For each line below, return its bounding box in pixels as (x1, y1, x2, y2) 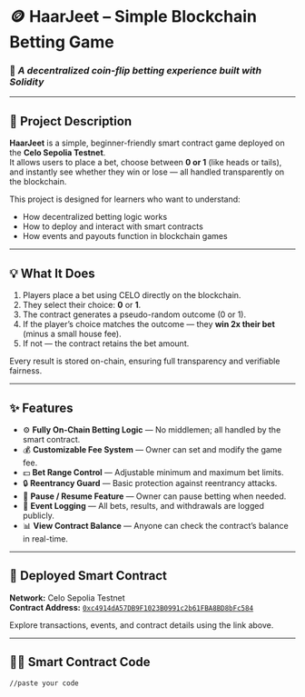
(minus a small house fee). (22, 328, 122, 340)
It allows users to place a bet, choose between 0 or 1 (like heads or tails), (9, 157, 282, 168)
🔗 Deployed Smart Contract (9, 568, 168, 583)
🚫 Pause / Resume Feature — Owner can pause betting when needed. (22, 491, 287, 502)
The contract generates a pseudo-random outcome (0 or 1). (22, 309, 247, 320)
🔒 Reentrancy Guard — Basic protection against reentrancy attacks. (22, 477, 278, 488)
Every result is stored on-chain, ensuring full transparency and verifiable (9, 355, 280, 367)
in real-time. (22, 533, 68, 544)
